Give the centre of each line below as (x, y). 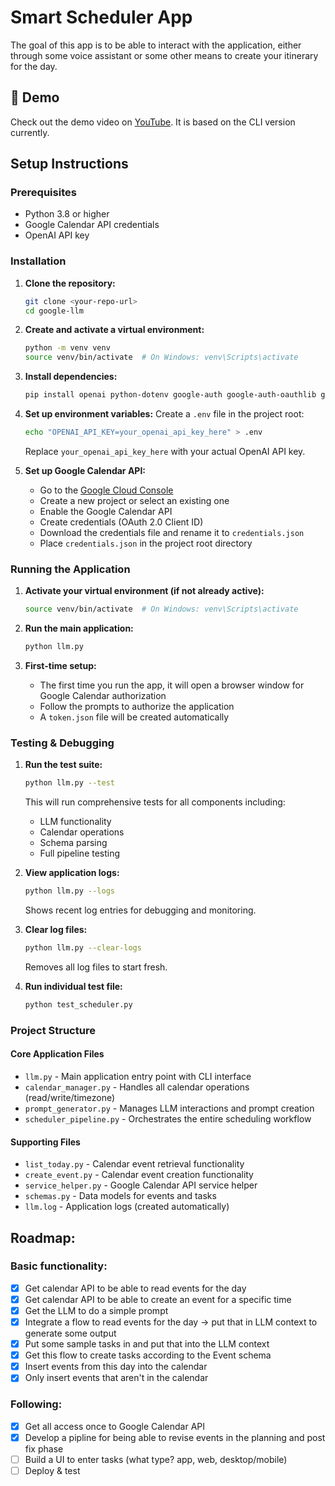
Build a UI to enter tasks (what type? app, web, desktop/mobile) (156, 1459)
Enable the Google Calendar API (106, 511)
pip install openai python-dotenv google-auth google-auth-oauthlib (170, 395)
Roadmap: (43, 1237)
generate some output (70, 1333)
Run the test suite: (63, 765)
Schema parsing (73, 843)
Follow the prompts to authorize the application (137, 707)
